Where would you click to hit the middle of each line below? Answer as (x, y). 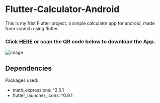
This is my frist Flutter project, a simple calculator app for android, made (80, 23)
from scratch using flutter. (32, 28)
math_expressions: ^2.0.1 (38, 90)
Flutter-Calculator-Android (62, 9)
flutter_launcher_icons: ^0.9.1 (43, 95)
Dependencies (28, 68)
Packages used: (22, 80)
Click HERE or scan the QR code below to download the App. (80, 41)
